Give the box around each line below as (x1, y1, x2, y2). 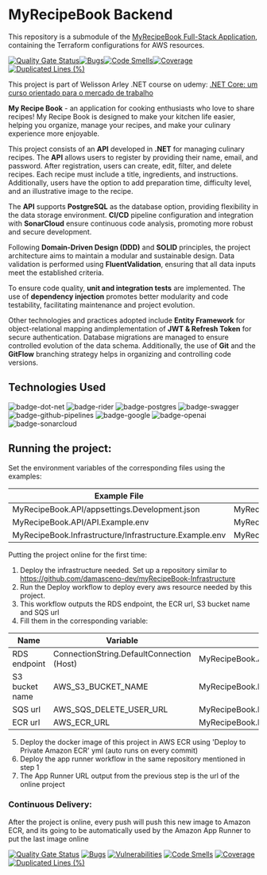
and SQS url (19, 607, 60, 617)
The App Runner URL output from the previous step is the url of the (19, 771, 240, 780)
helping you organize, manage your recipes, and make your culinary (8, 120, 231, 130)
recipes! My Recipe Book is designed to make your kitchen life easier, (8, 111, 236, 121)
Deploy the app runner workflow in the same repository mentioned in (19, 753, 246, 764)
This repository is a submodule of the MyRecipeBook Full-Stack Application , (8, 32, 258, 41)
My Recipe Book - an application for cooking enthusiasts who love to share (8, 103, 255, 113)
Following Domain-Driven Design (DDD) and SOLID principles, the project (8, 242, 251, 252)
